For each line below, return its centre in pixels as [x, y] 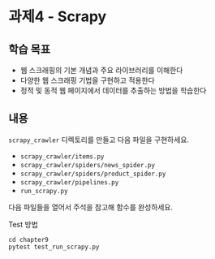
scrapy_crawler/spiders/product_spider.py [93, 174]
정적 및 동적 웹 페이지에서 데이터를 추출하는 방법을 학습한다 [113, 91]
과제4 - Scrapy [58, 17]
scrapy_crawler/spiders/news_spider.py [88, 165]
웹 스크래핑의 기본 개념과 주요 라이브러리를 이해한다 [101, 70]
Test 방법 [23, 224]
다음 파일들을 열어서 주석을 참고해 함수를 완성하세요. [90, 207]
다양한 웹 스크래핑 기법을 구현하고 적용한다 [88, 80]
